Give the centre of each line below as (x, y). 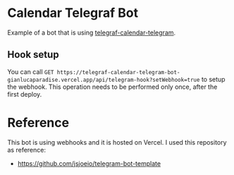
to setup (213, 79)
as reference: (26, 150)
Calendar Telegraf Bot (73, 13)
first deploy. (25, 94)
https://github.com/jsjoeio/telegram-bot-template (89, 163)
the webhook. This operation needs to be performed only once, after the (112, 87)
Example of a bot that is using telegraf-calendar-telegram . (92, 32)
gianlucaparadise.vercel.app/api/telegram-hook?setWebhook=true (104, 80)
